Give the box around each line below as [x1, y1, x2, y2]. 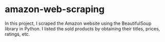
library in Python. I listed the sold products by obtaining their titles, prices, [5, 25, 160, 31]
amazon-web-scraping [5, 4, 105, 15]
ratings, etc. [5, 31, 30, 37]
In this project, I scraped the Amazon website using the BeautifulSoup [5, 20, 152, 26]
